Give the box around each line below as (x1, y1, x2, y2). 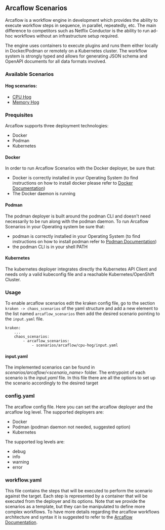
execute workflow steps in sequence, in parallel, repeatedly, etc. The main (5, 22, 157, 28)
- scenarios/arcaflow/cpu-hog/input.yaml (31, 343, 119, 348)
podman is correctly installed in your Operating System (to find (12, 233, 141, 239)
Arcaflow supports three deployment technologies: (5, 123, 109, 129)
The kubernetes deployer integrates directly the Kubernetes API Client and (5, 266, 157, 272)
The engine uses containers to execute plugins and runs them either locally (5, 42, 158, 49)
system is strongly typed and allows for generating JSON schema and (5, 53, 148, 59)
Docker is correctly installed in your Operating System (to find (12, 175, 138, 181)
